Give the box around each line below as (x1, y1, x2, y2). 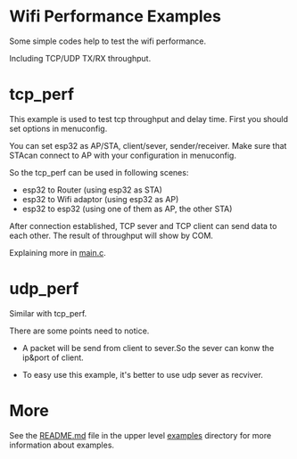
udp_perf (9, 279, 79, 299)
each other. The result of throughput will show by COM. (9, 230, 214, 241)
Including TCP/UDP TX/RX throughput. (9, 53, 152, 63)
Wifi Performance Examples (9, 6, 221, 27)
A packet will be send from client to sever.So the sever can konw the (21, 342, 275, 353)
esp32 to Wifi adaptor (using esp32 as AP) (21, 193, 179, 204)
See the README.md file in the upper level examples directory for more (9, 430, 272, 440)
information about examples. (9, 439, 114, 450)
